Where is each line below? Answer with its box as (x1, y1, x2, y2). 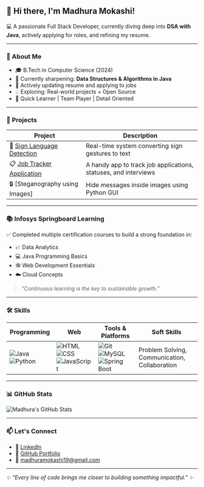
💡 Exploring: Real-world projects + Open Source (15, 88, 136, 95)
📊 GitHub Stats (6, 390, 53, 398)
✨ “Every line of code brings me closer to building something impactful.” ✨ (6, 474, 194, 481)
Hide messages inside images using (86, 181, 188, 189)
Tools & (104, 324, 126, 332)
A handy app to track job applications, (86, 161, 194, 169)
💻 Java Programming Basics (15, 252, 88, 260)
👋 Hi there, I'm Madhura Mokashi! (6, 6, 135, 16)
